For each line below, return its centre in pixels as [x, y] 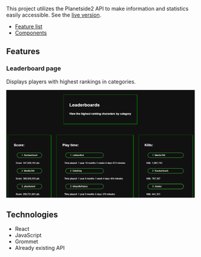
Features [23, 52]
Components [31, 33]
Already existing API [39, 248]
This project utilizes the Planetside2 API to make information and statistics [98, 9]
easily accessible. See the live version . [54, 15]
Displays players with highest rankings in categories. [71, 81]
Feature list [29, 27]
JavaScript [28, 236]
